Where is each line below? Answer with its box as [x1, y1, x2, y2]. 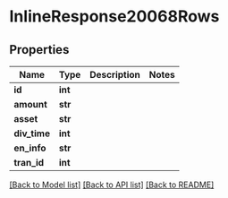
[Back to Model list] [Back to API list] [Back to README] [9, 179, 215, 190]
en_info [13, 142, 46, 154]
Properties [9, 42, 70, 57]
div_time [13, 127, 51, 140]
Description [89, 69, 141, 81]
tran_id [13, 157, 45, 168]
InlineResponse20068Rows [9, 6, 220, 27]
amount [13, 99, 47, 110]
